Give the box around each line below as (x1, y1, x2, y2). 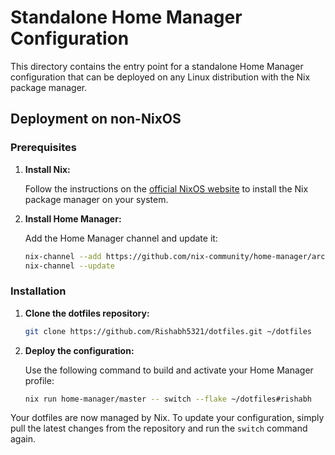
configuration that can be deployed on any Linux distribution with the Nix (10, 71, 311, 83)
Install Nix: (24, 163, 71, 175)
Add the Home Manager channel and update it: (24, 232, 218, 244)
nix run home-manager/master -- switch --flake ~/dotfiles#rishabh (24, 394, 313, 404)
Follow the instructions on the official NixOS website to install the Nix (24, 182, 309, 195)
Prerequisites (10, 141, 77, 155)
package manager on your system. (24, 193, 169, 205)
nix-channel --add (24, 251, 102, 261)
